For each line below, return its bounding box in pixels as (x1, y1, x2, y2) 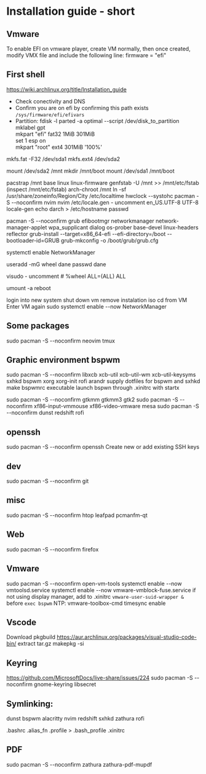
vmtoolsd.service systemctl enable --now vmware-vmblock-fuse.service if (6, 586, 196, 594)
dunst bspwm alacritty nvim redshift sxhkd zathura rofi (6, 714, 145, 722)
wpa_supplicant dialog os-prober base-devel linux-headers (48, 223, 199, 231)
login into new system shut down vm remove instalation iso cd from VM (6, 296, 188, 304)
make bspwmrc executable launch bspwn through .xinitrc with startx (6, 384, 180, 392)
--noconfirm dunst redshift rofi (6, 409, 84, 416)
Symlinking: (6, 698, 53, 709)
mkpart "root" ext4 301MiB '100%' (15, 143, 103, 151)
